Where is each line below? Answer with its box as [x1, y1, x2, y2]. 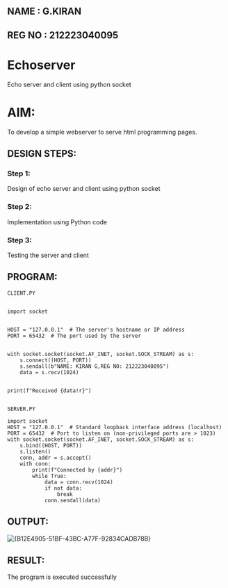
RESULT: [7, 554, 45, 566]
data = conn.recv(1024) [44, 479, 113, 486]
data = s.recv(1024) [19, 369, 79, 376]
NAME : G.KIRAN [7, 6, 82, 17]
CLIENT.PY [7, 289, 36, 297]
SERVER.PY [7, 405, 36, 412]
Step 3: [7, 235, 33, 245]
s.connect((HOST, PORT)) [19, 357, 92, 364]
